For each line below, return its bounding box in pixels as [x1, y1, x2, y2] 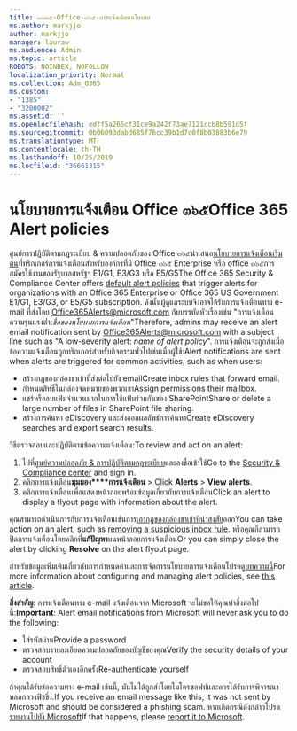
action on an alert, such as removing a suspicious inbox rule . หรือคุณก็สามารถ [9, 524, 281, 534]
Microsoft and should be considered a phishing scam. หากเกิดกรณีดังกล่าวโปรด [9, 702, 281, 712]
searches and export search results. [21, 423, 154, 433]
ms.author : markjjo [9, 21, 82, 30]
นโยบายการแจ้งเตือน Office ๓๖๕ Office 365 [9, 199, 289, 220]
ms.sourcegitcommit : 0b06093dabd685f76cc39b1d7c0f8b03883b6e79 [9, 128, 248, 137]
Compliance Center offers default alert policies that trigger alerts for [9, 278, 258, 289]
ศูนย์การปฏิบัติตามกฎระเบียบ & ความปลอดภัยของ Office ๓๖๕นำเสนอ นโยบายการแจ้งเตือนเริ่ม [9, 248, 283, 259]
